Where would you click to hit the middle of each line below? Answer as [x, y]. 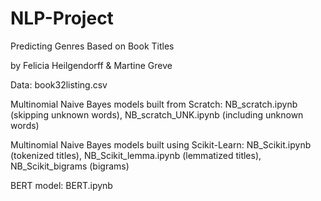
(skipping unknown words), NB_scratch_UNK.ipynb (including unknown [157, 114]
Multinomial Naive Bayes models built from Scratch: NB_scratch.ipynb [154, 104]
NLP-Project [62, 18]
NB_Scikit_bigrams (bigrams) [70, 166]
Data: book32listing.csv [59, 84]
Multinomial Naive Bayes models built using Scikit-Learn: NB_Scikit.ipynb [161, 144]
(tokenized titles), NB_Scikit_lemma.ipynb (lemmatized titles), [136, 155]
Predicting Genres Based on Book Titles [92, 46]
